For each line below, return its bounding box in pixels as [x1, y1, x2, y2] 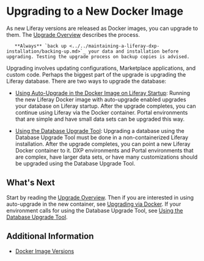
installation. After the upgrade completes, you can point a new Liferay [15, 140, 191, 148]
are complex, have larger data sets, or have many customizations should [15, 153, 198, 161]
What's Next [6, 178, 55, 188]
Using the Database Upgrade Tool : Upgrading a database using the [15, 127, 184, 134]
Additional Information [6, 231, 94, 241]
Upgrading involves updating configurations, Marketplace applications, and [6, 64, 196, 72]
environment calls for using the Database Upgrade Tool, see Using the [6, 206, 183, 214]
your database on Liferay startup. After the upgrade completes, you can [15, 102, 197, 110]
